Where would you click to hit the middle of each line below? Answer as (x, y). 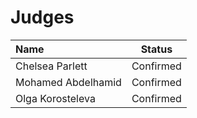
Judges (42, 17)
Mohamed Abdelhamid (68, 82)
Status (156, 49)
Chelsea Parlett (51, 66)
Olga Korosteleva (55, 98)
